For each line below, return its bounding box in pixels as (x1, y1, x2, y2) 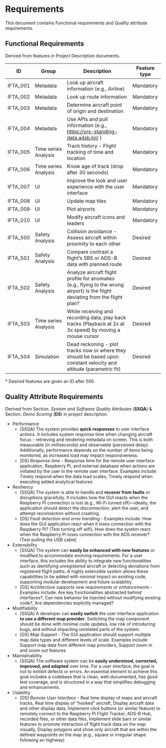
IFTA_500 (7, 234, 31, 241)
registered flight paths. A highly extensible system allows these (19, 568, 149, 574)
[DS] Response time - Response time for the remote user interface (19, 457, 155, 463)
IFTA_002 (7, 93, 31, 100)
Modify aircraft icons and (67, 213, 125, 220)
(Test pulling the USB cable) (19, 537, 77, 543)
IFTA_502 (7, 284, 31, 291)
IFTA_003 (7, 104, 31, 111)
